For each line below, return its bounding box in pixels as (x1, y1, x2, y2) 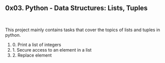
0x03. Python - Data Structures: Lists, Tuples (5, 4, 148, 12)
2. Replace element (12, 52, 52, 58)
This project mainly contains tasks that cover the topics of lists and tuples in (5, 27, 160, 33)
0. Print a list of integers (12, 42, 61, 48)
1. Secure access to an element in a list (12, 47, 92, 53)
